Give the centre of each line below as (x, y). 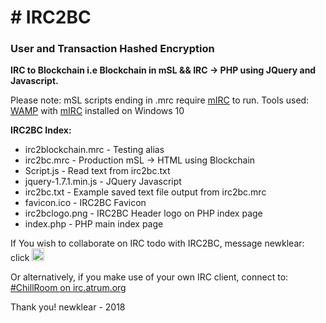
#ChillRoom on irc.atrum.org (68, 288)
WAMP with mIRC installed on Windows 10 (97, 111)
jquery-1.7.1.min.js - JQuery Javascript (103, 182)
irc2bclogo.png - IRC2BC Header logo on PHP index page (143, 213)
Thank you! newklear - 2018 (68, 307)
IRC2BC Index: (41, 130)
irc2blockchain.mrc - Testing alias (94, 150)
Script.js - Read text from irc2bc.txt (97, 171)
